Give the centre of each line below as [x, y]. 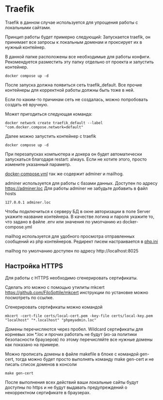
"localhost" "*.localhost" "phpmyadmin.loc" [51, 320]
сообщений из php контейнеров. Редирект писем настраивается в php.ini [81, 241]
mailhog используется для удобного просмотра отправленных [70, 236]
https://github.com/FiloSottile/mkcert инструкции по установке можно [77, 292]
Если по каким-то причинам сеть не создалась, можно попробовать [76, 99]
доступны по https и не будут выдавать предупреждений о [66, 387]
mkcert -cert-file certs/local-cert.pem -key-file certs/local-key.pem [79, 316]
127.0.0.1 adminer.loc [28, 202]
